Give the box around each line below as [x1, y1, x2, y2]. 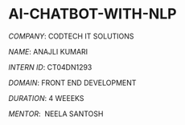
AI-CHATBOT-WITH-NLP [8, 5, 177, 23]
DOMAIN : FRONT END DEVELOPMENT [8, 78, 137, 87]
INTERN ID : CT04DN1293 [8, 62, 92, 72]
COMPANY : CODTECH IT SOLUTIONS [8, 31, 134, 41]
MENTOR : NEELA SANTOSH [8, 109, 104, 119]
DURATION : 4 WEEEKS [8, 93, 84, 103]
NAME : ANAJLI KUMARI [8, 46, 88, 56]
